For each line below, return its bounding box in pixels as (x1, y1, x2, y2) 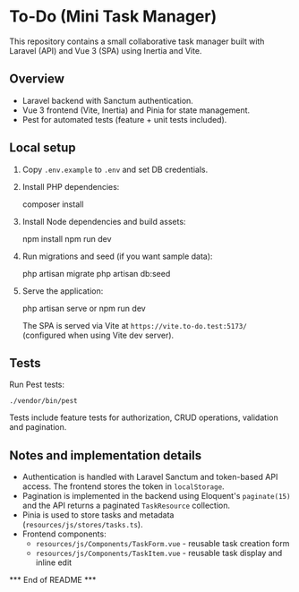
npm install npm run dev (21, 233, 112, 244)
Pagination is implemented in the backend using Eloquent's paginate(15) (21, 491, 291, 502)
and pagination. (9, 422, 67, 433)
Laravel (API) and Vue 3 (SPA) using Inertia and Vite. (9, 45, 202, 56)
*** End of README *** (9, 575, 97, 586)
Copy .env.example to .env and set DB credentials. (21, 164, 209, 175)
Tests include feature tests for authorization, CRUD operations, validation (9, 412, 279, 423)
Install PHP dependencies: (21, 181, 120, 192)
